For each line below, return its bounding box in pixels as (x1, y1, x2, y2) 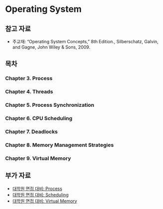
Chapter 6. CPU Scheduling (5, 115, 73, 122)
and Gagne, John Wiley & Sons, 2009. (12, 44, 90, 50)
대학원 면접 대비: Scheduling (12, 192, 69, 198)
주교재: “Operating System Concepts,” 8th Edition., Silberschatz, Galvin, (12, 39, 159, 44)
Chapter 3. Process (5, 75, 53, 82)
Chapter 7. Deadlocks (5, 128, 58, 135)
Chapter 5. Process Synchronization (5, 102, 94, 109)
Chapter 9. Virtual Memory (5, 155, 71, 162)
